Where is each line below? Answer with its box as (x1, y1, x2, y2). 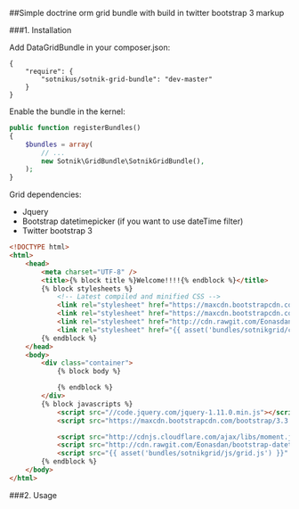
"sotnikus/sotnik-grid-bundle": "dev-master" (41, 75, 214, 84)
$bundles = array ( (25, 140, 93, 149)
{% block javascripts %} (41, 399, 133, 408)
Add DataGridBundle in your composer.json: (9, 42, 171, 53)
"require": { (25, 67, 74, 76)
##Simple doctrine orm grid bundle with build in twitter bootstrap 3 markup (9, 8, 285, 18)
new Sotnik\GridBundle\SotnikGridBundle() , (41, 156, 205, 166)
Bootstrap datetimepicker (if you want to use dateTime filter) (21, 216, 244, 226)
